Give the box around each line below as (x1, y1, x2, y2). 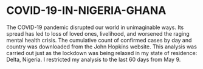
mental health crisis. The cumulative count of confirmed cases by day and (6, 36, 192, 44)
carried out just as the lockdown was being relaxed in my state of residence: (6, 49, 198, 56)
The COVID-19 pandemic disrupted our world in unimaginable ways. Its (6, 24, 184, 31)
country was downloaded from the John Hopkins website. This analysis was (6, 43, 198, 50)
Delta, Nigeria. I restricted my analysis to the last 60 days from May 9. (6, 56, 181, 63)
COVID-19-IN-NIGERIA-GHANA (6, 4, 167, 18)
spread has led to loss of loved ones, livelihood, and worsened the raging (6, 30, 190, 37)
